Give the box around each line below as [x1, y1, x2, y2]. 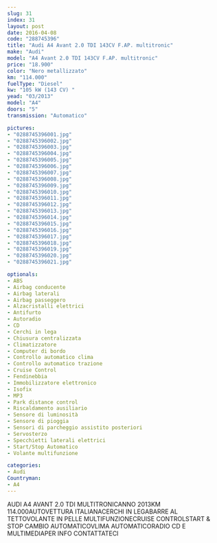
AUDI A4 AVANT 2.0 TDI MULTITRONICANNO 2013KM [7, 500, 161, 508]
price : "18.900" [7, 61, 54, 68]
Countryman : [7, 475, 41, 482]
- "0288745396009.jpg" [7, 182, 72, 189]
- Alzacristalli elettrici [7, 303, 84, 310]
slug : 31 [7, 10, 32, 17]
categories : [7, 462, 41, 469]
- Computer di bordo [7, 347, 67, 354]
